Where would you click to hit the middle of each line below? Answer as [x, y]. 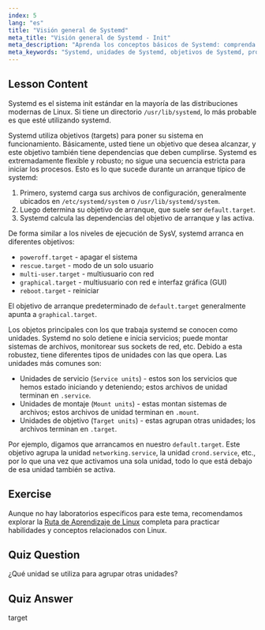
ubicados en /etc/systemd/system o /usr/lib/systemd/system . [120, 201]
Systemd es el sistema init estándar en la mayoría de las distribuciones [123, 103]
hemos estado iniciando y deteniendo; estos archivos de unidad [123, 387]
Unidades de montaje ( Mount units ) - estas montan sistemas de [123, 403]
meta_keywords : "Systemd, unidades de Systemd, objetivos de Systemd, [127, 52]
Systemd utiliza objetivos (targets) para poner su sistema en [106, 135]
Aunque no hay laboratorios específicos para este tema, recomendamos [125, 513]
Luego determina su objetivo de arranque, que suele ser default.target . [138, 209]
